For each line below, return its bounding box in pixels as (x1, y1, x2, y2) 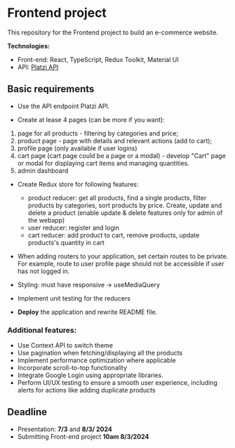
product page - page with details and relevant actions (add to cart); (17, 136, 213, 145)
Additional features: (7, 325, 77, 335)
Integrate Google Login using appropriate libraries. (17, 371, 163, 380)
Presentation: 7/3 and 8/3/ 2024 (17, 425, 112, 433)
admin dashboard (17, 166, 69, 175)
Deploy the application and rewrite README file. (17, 308, 158, 316)
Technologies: (7, 41, 51, 50)
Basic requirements (7, 83, 95, 95)
